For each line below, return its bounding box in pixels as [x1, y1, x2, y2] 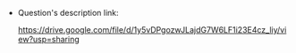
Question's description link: [17, 8, 119, 18]
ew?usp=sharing [17, 34, 80, 44]
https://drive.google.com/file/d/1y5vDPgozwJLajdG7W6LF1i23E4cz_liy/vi [17, 25, 287, 34]
